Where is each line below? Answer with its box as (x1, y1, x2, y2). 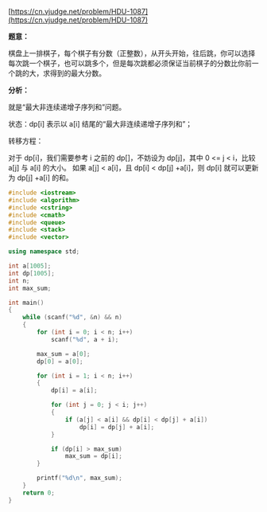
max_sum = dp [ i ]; (64, 452, 123, 460)
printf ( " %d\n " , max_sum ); (37, 474, 123, 483)
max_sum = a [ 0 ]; (37, 350, 91, 358)
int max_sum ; (8, 284, 52, 292)
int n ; (8, 276, 30, 285)
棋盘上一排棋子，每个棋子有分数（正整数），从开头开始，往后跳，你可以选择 (8, 49, 256, 58)
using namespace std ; (8, 248, 80, 256)
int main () (8, 299, 44, 307)
